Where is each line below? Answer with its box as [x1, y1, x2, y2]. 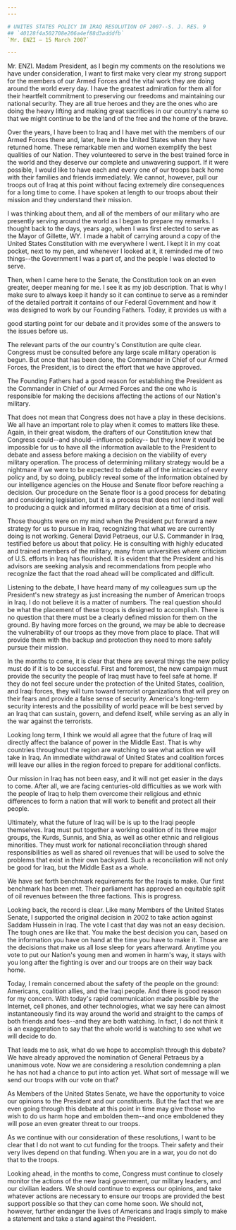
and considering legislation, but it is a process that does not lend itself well [7, 496, 224, 504]
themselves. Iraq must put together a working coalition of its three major [7, 826, 217, 834]
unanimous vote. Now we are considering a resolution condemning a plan [7, 1061, 221, 1070]
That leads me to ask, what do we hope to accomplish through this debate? [7, 1045, 226, 1054]
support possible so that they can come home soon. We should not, [7, 1200, 204, 1208]
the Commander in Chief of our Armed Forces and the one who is [7, 385, 197, 393]
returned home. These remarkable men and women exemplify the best [7, 143, 213, 152]
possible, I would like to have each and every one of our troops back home [7, 165, 224, 174]
